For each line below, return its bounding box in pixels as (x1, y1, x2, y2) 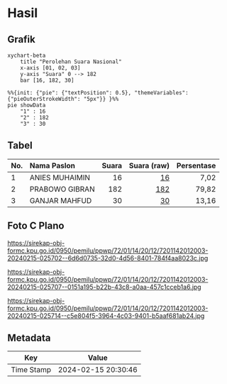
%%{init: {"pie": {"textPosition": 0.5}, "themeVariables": (7, 89, 189, 97)
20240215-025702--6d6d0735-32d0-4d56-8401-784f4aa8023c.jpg (7, 253, 209, 262)
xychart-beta (7, 52, 46, 59)
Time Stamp (11, 365, 52, 375)
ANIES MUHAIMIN (29, 172, 91, 182)
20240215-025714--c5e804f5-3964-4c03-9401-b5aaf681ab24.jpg (7, 311, 205, 320)
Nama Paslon (29, 160, 76, 170)
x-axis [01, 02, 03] (20, 65, 81, 72)
